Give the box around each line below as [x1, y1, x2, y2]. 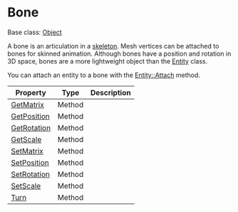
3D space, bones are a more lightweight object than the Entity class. [7, 56, 208, 65]
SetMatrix [11, 146, 44, 156]
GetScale [11, 134, 42, 144]
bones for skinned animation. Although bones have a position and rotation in [7, 49, 232, 58]
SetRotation [11, 169, 50, 179]
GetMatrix [11, 99, 44, 109]
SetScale [11, 181, 41, 191]
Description [90, 87, 131, 97]
